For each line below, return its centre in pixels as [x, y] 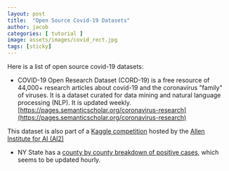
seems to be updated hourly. [59, 160]
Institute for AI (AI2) [36, 139]
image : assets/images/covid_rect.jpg [63, 40]
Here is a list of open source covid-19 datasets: [76, 66]
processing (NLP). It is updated [63, 102]
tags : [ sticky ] [30, 46]
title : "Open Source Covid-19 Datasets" [69, 20]
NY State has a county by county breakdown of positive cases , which [118, 152]
